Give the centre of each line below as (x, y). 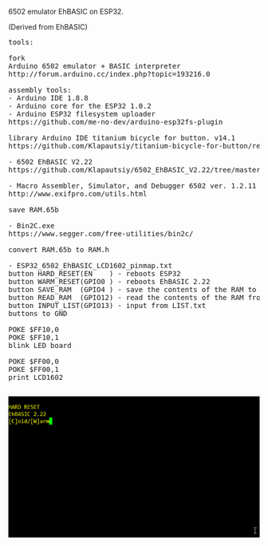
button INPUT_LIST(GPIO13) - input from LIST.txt (107, 305)
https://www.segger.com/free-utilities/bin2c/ (101, 233)
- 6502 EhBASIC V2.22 (51, 162)
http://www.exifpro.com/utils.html (78, 194)
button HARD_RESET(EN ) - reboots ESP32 (95, 273)
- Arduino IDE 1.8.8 (49, 98)
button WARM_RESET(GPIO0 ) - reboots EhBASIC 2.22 (109, 281)
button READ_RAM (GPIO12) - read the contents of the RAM (126, 297)
